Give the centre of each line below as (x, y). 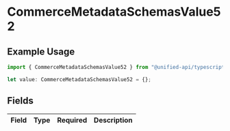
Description (113, 120)
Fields (21, 101)
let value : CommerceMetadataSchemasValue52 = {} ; (79, 79)
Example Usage (41, 52)
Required (72, 120)
